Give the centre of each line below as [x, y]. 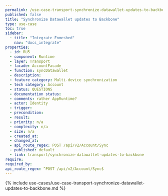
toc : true [15, 29]
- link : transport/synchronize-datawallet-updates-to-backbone [77, 155]
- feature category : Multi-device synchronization [63, 80]
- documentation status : [35, 94]
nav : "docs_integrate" [38, 43]
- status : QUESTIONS [31, 89]
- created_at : [24, 136]
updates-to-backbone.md [32, 188]
